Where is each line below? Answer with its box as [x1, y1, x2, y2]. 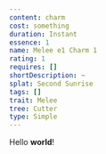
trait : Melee [9, 95, 58, 105]
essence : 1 [9, 37, 50, 47]
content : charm [9, 12, 66, 22]
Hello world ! [9, 137, 55, 148]
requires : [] [9, 63, 58, 72]
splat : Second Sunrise [9, 79, 94, 88]
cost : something [9, 21, 69, 30]
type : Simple [9, 112, 58, 121]
